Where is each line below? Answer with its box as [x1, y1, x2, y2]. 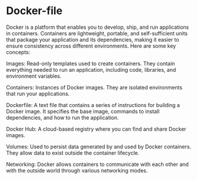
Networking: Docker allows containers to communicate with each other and [6, 161, 189, 168]
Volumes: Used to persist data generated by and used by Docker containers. [6, 143, 192, 150]
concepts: [6, 48, 31, 55]
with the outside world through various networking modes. [6, 166, 148, 174]
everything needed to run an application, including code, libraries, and [6, 66, 176, 73]
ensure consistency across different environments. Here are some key [6, 42, 176, 49]
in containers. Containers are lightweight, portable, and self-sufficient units [6, 29, 188, 36]
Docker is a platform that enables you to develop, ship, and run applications [6, 24, 189, 31]
